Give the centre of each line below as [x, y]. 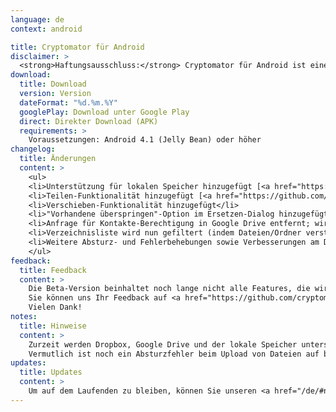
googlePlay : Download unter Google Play [104, 112]
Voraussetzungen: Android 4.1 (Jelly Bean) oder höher [145, 140]
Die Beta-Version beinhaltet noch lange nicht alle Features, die [169, 289]
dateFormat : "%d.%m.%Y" [68, 102]
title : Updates [51, 372]
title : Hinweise [53, 326]
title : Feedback [53, 270]
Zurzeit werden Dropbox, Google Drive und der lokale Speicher [163, 344]
